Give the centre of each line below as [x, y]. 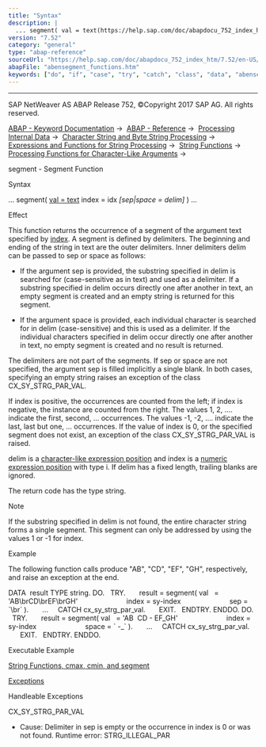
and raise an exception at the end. [64, 577]
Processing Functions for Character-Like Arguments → [97, 153]
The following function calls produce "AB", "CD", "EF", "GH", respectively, [128, 569]
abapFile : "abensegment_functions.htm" [74, 67]
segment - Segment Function [56, 169]
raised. [19, 443]
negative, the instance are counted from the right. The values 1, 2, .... [121, 410]
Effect [18, 215]
